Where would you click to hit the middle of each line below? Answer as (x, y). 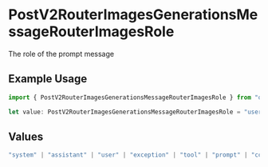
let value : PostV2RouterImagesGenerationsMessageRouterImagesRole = (124, 112)
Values (26, 136)
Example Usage (48, 79)
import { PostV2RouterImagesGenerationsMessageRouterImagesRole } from (130, 97)
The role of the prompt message (61, 54)
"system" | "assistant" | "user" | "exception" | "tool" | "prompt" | (128, 155)
